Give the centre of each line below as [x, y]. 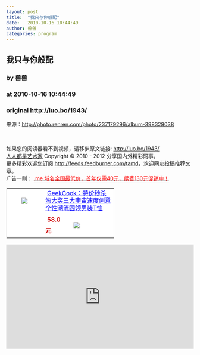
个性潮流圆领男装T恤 [74, 208]
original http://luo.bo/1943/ [47, 110]
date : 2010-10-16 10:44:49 [42, 23]
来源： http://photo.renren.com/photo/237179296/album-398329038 [90, 124]
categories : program [32, 34]
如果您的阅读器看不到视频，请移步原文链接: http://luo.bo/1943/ [83, 148]
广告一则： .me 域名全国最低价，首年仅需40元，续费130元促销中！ [88, 178]
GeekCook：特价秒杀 [77, 193]
